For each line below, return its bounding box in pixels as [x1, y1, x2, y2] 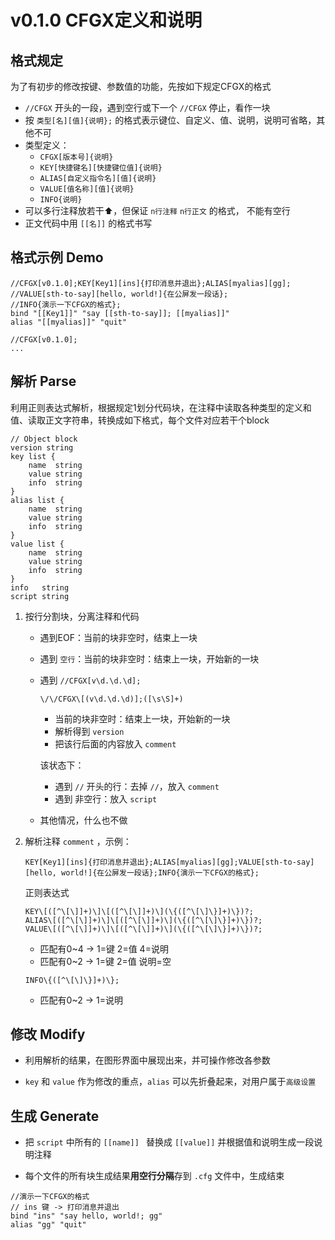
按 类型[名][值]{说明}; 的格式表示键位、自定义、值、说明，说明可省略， [24, 114, 317, 126]
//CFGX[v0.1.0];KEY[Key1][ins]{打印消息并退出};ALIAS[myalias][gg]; [10, 278, 292, 288]
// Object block [10, 434, 78, 444]
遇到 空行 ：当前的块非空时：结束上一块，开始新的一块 [39, 652, 260, 665]
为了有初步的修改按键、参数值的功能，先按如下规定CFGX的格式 [10, 81, 272, 92]
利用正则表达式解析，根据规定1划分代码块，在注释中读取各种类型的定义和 [10, 401, 312, 413]
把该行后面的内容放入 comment [54, 737, 177, 750]
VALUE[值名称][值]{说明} [39, 184, 135, 194]
